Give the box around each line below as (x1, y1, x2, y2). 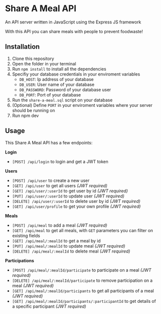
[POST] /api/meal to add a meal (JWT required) (12, 222, 107, 228)
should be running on (12, 107, 55, 113)
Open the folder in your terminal (12, 60, 76, 66)
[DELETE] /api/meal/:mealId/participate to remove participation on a (12, 277, 153, 283)
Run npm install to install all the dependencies (12, 66, 107, 72)
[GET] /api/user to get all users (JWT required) (12, 182, 108, 188)
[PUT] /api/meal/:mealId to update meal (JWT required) (12, 243, 125, 249)
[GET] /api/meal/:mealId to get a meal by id (12, 237, 101, 244)
